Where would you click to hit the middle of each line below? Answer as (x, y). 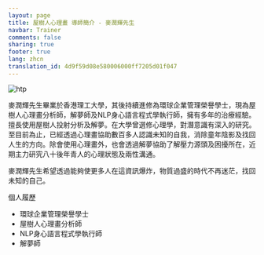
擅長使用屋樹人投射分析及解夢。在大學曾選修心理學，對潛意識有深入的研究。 (132, 124)
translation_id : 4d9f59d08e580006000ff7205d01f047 (93, 67)
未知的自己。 (29, 180)
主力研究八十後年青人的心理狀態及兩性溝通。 (87, 154)
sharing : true (31, 45)
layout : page (29, 15)
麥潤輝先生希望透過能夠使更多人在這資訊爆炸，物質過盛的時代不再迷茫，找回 (132, 170)
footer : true (29, 52)
